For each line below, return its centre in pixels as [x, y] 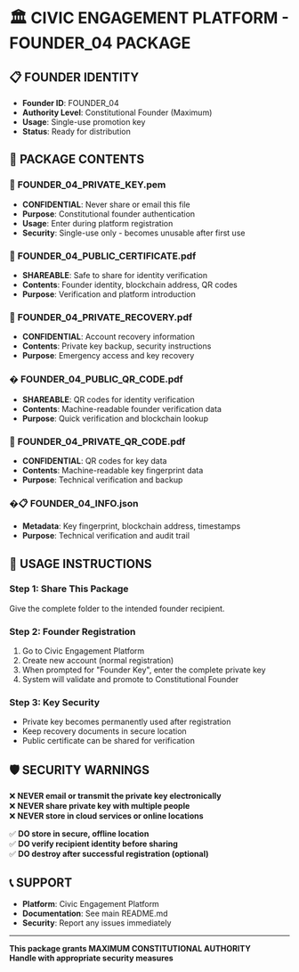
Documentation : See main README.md [95, 914]
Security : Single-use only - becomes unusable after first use [133, 233]
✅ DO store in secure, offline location [79, 834]
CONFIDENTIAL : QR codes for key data [94, 460]
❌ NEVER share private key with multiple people [100, 806]
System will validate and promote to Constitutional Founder [130, 680]
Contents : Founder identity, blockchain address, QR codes [129, 284]
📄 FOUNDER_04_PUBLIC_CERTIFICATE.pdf [103, 256]
